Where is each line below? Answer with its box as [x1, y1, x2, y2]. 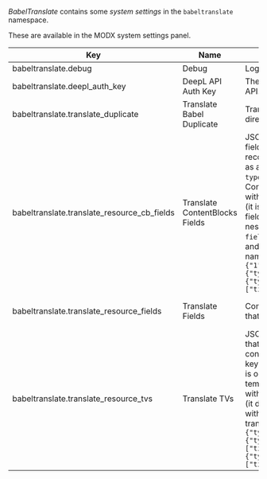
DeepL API [182, 76, 222, 87]
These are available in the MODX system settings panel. [8, 31, 192, 40]
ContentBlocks [182, 207, 238, 218]
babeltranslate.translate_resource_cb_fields [12, 207, 175, 218]
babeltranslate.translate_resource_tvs [12, 393, 153, 404]
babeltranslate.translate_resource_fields [12, 306, 162, 317]
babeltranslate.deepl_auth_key [12, 81, 126, 92]
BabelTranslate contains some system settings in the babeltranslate [8, 7, 234, 16]
